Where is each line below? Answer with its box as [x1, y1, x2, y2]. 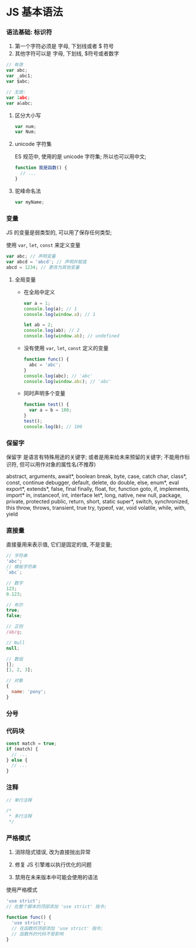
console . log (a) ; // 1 [23, 306, 77, 312]
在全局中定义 [23, 288, 55, 295]
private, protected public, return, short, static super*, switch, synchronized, [6, 498, 189, 505]
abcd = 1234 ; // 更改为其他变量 [6, 264, 80, 270]
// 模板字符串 [6, 564, 37, 570]
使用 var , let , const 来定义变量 [6, 241, 81, 249]
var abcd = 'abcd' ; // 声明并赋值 [6, 259, 87, 265]
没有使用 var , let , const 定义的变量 [23, 344, 109, 352]
